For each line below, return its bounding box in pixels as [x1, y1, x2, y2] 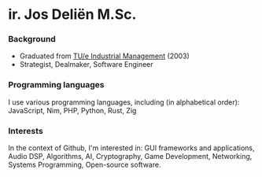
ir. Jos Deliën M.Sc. [8, 6, 137, 24]
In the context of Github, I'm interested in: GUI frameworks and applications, [8, 143, 255, 153]
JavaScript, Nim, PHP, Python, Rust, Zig [8, 105, 137, 115]
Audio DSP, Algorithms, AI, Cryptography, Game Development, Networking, [8, 152, 253, 161]
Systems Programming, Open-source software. [8, 160, 161, 170]
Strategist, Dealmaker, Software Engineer [19, 60, 153, 69]
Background [8, 34, 57, 45]
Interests [8, 125, 43, 136]
